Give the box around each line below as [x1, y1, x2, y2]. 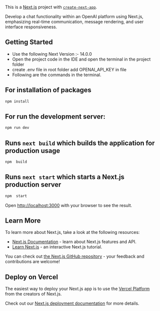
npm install [5, 99, 29, 104]
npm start [5, 193, 27, 198]
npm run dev [5, 125, 29, 130]
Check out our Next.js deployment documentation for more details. [5, 300, 140, 307]
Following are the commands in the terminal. [12, 72, 101, 78]
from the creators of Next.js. [5, 291, 62, 297]
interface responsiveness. [5, 24, 58, 30]
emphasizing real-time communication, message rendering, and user [5, 19, 144, 24]
